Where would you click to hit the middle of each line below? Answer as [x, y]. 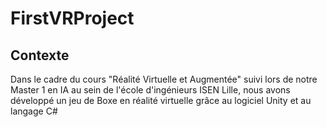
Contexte [40, 55]
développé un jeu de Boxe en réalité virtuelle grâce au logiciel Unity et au [161, 100]
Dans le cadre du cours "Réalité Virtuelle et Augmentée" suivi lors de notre [164, 79]
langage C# [34, 111]
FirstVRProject [72, 18]
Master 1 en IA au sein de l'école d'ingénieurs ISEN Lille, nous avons [150, 90]
